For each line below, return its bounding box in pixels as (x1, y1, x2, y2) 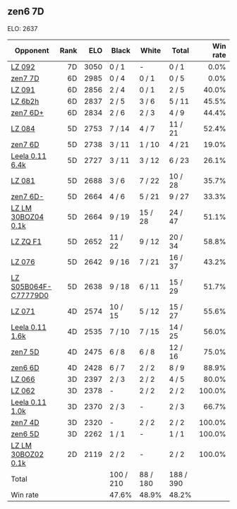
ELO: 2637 (7, 24, 38, 32)
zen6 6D (11, 363, 39, 373)
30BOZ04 (11, 212, 44, 222)
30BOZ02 (11, 449, 44, 459)
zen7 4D (11, 417, 39, 427)
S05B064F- (11, 282, 52, 292)
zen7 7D (11, 73, 39, 83)
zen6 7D (7, 6, 44, 18)
